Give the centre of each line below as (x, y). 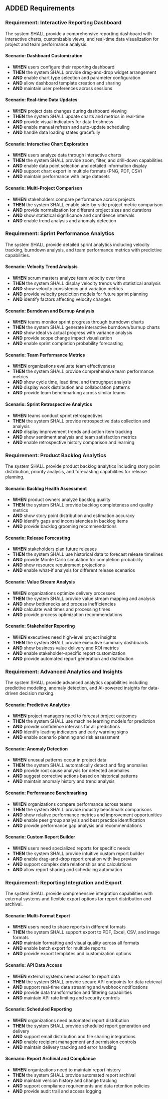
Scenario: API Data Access (34, 965)
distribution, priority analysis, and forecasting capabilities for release (76, 471)
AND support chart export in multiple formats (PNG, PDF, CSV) (77, 171)
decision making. (37, 693)
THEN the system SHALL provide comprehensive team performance (83, 371)
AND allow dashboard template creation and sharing (67, 83)
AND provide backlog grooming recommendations (64, 526)
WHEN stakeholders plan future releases (54, 549)
